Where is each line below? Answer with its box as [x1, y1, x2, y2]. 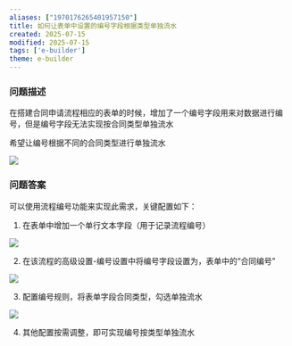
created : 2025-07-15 [9, 29, 87, 38]
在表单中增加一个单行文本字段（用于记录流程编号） [21, 219, 211, 230]
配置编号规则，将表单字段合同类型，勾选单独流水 [21, 291, 203, 301]
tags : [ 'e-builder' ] [9, 46, 87, 55]
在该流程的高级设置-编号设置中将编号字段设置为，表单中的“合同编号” [21, 255, 276, 266]
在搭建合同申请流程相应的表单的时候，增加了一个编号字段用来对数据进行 [9, 108, 275, 119]
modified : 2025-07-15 [9, 37, 90, 47]
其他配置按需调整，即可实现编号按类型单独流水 [21, 326, 195, 337]
